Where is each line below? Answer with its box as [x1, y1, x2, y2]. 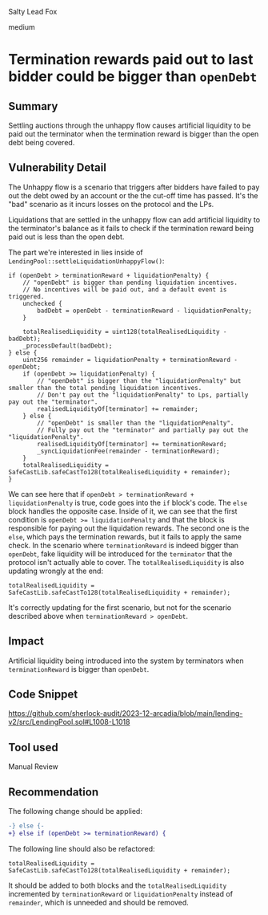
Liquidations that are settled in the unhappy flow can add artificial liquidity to [8, 214, 261, 224]
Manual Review [8, 762, 58, 771]
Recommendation [8, 785, 98, 799]
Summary [8, 100, 58, 113]
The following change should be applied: [8, 807, 142, 816]
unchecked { [22, 299, 62, 307]
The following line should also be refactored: [8, 844, 155, 853]
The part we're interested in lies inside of [8, 247, 144, 257]
